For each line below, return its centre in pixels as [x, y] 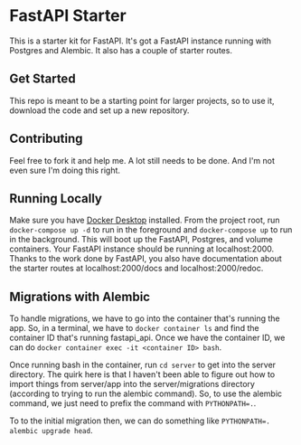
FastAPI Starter [68, 16]
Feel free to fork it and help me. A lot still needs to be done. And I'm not [142, 160]
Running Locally [56, 199]
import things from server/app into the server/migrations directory [132, 384]
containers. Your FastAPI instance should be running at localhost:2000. [142, 249]
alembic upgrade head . [51, 431]
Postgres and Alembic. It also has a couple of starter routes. [121, 50]
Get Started [42, 79]
